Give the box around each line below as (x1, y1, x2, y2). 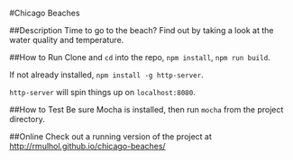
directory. (9, 114, 45, 124)
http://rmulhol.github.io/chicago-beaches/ (9, 141, 166, 151)
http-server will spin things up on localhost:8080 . (9, 87, 196, 97)
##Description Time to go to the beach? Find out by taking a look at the (9, 25, 274, 35)
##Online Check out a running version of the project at (9, 131, 212, 142)
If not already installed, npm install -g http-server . (9, 69, 205, 80)
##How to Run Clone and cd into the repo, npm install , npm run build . (9, 52, 270, 62)
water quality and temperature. (9, 35, 124, 45)
